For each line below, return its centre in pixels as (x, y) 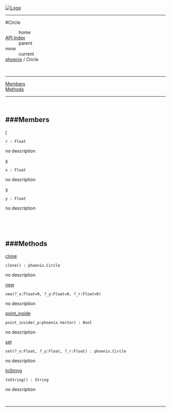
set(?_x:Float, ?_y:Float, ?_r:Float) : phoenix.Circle (66, 351)
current (26, 54)
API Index (15, 38)
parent (25, 43)
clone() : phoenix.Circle (33, 265)
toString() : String (27, 380)
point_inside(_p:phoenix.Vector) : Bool (49, 322)
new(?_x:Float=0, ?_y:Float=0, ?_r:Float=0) (53, 294)
